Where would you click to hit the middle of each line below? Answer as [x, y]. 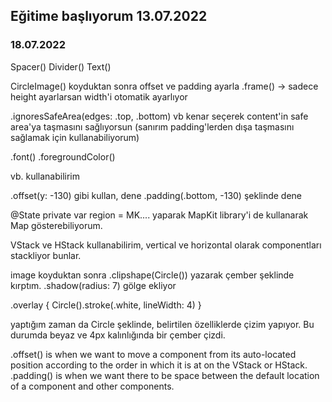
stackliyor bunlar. [46, 255]
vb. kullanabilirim [45, 176]
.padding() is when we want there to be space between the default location [165, 375]
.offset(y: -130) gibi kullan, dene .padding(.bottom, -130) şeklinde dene [156, 195]
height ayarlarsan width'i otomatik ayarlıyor [99, 96]
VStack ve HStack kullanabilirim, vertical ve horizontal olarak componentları [166, 245]
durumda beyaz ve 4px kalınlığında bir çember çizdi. [118, 335]
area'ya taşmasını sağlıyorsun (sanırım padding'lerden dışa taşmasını [152, 126]
